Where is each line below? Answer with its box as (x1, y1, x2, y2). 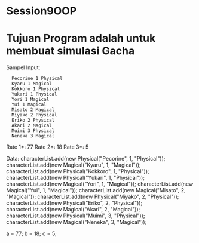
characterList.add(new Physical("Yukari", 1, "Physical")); (6, 174, 145, 182)
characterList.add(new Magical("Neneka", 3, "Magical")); (6, 219, 147, 226)
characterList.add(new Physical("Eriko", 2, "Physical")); (6, 199, 143, 207)
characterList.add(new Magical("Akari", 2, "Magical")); (6, 206, 140, 213)
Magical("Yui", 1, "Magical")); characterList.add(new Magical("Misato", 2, (6, 187, 186, 194)
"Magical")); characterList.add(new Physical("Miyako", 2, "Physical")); (6, 193, 179, 201)
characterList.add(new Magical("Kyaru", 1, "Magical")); (6, 161, 142, 168)
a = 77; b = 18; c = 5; (6, 230, 57, 237)
